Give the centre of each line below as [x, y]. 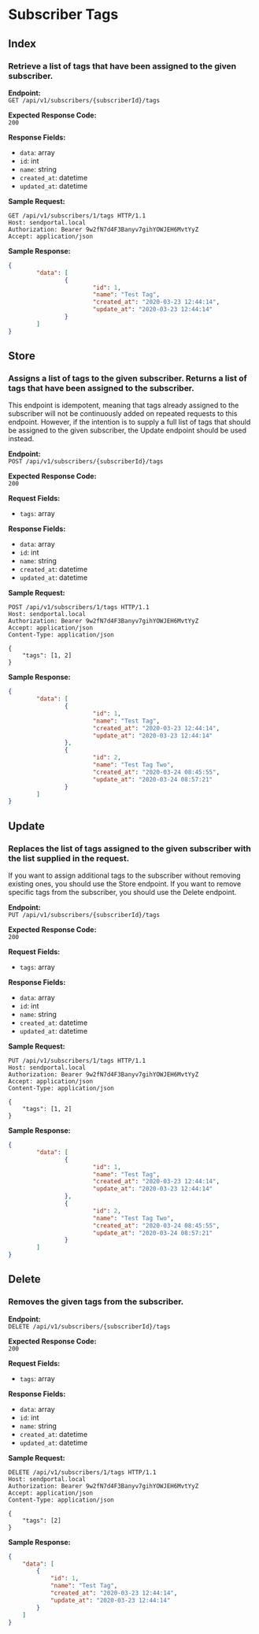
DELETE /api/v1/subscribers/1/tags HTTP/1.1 [82, 1472]
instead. [21, 439]
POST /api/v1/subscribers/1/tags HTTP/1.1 [79, 607]
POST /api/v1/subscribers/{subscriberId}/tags [86, 462]
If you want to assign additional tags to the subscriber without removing [125, 875]
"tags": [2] [42, 1521]
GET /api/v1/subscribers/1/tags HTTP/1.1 [77, 215]
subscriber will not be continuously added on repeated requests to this [123, 414]
